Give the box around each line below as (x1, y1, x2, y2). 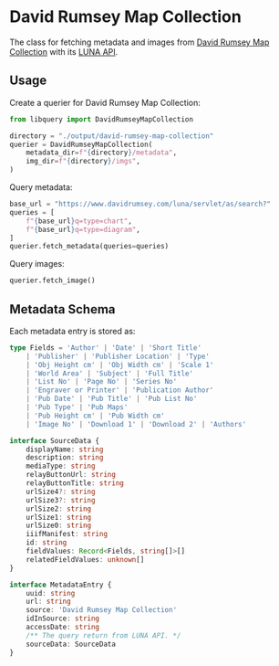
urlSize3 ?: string (26, 495, 96, 504)
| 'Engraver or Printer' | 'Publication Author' (26, 386, 214, 395)
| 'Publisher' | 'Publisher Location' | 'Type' (26, 352, 210, 361)
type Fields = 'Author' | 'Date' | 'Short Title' (9, 343, 202, 353)
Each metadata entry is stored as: (9, 325, 136, 336)
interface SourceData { (9, 436, 100, 445)
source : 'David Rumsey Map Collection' (26, 606, 178, 615)
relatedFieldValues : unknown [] (26, 555, 145, 564)
